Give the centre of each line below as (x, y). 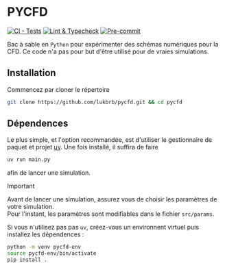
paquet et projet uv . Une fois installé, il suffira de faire (83, 147)
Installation (32, 73)
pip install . (27, 260)
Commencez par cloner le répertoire (58, 89)
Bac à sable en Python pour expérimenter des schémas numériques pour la (113, 44)
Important (21, 186)
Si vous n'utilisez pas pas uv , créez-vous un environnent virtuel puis (103, 228)
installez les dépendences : (46, 234)
